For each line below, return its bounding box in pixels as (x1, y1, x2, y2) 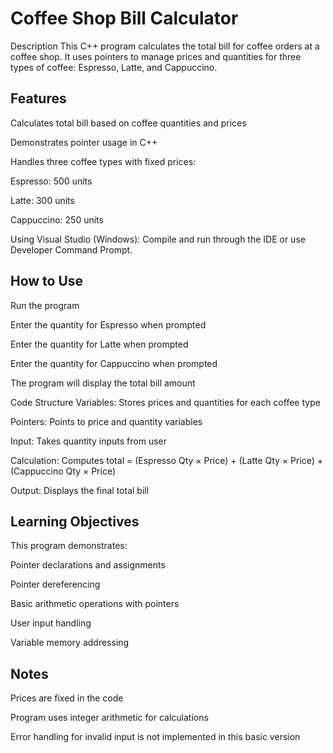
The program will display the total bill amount (10, 377, 196, 389)
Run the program (10, 299, 80, 311)
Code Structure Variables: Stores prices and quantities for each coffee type (10, 396, 321, 408)
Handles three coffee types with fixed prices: (10, 155, 197, 167)
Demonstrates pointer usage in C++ (10, 136, 158, 148)
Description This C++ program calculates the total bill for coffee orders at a (10, 40, 320, 52)
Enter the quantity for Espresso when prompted (10, 318, 207, 331)
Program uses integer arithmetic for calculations (10, 712, 209, 724)
